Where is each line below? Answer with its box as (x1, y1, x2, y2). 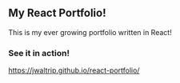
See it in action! (8, 47, 70, 58)
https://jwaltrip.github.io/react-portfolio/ (8, 65, 140, 75)
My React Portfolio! (8, 6, 106, 20)
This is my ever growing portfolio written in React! (8, 27, 172, 37)
